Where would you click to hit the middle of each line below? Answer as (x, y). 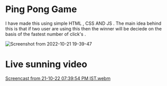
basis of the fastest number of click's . (46, 34)
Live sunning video (46, 64)
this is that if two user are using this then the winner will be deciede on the (83, 28)
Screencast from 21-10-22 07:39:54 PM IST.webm (58, 78)
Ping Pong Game (41, 9)
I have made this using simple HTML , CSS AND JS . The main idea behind (83, 23)
